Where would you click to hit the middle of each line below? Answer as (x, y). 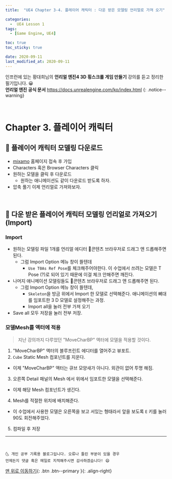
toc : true (16, 43)
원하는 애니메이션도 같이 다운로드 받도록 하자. (66, 180)
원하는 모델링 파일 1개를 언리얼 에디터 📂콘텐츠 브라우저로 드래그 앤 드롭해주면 (90, 249)
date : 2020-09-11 (24, 57)
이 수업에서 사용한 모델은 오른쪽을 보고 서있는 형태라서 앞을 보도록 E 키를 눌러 (90, 411)
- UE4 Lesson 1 (27, 24)
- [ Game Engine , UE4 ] (33, 34)
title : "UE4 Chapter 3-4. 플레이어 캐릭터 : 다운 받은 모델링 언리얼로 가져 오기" (85, 10)
